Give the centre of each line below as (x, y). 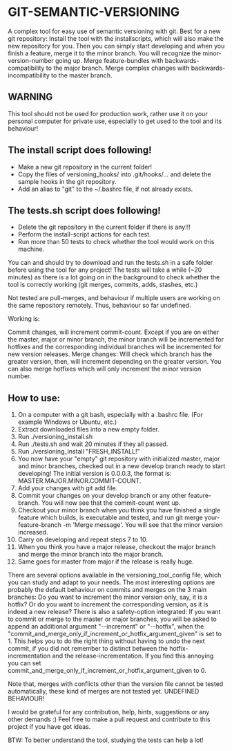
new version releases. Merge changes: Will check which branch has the (110, 354)
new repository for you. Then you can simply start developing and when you (116, 46)
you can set (25, 663)
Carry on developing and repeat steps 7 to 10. (83, 539)
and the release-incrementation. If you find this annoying (133, 656)
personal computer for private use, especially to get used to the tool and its (115, 121)
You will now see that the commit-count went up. (111, 503)
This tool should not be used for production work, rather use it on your (108, 113)
